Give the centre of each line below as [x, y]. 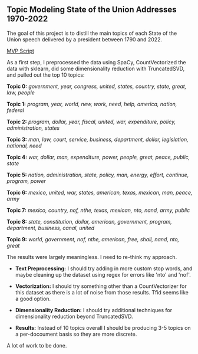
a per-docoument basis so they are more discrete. [76, 334]
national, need [24, 145]
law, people [21, 92]
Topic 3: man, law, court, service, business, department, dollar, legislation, [98, 139]
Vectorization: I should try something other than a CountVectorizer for [101, 286]
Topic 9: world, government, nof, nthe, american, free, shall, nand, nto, [93, 239]
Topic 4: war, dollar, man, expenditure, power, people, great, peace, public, [98, 157]
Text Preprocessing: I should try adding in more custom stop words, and [104, 268]
